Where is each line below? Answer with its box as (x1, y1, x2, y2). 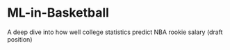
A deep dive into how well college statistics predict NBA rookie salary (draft (7, 28, 223, 36)
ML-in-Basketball (7, 5, 110, 21)
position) (7, 35, 33, 43)
